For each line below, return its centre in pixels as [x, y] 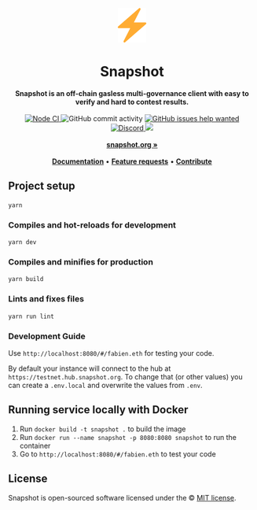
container [35, 445]
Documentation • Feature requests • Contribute [132, 161]
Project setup [42, 186]
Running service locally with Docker [98, 410]
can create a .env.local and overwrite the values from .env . [105, 385]
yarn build [26, 279]
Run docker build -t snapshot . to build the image [103, 429]
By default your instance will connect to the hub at [90, 368]
